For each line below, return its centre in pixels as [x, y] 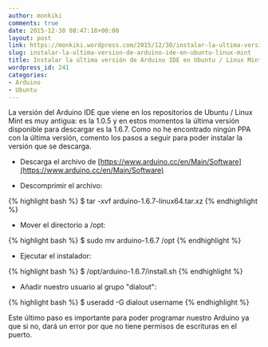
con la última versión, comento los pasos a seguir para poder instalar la [126, 138]
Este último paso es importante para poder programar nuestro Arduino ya [129, 318]
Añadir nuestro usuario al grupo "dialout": [88, 287]
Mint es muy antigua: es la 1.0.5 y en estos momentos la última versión [124, 121]
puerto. [20, 335]
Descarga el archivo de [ [60, 162]
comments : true [33, 23]
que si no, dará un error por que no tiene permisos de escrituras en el [123, 326]
